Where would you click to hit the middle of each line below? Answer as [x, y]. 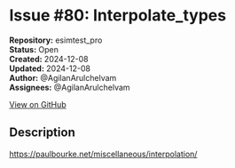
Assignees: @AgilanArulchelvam [70, 87]
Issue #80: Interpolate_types [118, 16]
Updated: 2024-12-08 [50, 68]
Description [42, 133]
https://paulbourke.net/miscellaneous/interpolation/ [103, 154]
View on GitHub [38, 104]
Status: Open [34, 49]
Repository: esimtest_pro [56, 40]
